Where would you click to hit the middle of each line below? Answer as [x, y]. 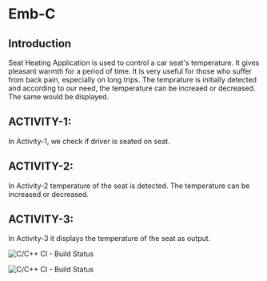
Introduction [40, 44]
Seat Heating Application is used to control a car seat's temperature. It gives [134, 62]
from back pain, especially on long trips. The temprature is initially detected [133, 80]
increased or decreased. [49, 194]
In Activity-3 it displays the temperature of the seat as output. [110, 239]
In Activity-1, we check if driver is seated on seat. [89, 141]
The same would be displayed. [59, 96]
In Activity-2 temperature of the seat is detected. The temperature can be [129, 186]
